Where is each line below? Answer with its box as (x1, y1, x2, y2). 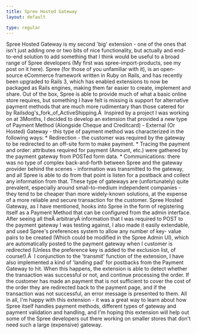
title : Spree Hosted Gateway (6, 8, 77, 15)
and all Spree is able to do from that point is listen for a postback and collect (6, 171, 191, 179)
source (6, 72, 23, 79)
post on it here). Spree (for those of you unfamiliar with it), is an (6, 66, 159, 73)
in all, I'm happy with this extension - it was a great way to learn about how (6, 296, 186, 303)
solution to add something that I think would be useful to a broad (23, 53, 180, 60)
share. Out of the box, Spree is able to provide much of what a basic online (6, 90, 187, 97)
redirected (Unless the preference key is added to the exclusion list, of (6, 247, 176, 254)
